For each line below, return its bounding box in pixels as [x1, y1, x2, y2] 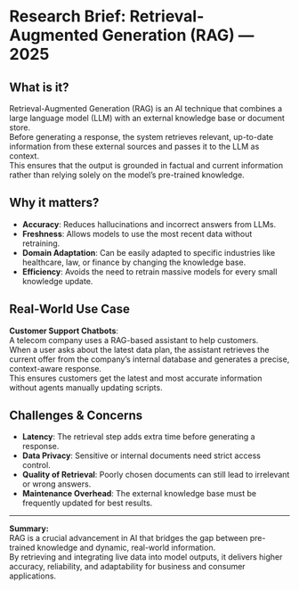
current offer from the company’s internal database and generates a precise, [9, 354, 290, 365]
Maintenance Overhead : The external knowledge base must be [21, 488, 256, 499]
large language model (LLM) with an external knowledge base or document [9, 113, 285, 123]
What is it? [9, 79, 69, 94]
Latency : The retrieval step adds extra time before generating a [21, 431, 255, 442]
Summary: [9, 523, 49, 534]
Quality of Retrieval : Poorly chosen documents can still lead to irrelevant [21, 470, 290, 480]
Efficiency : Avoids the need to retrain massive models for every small [21, 266, 278, 277]
